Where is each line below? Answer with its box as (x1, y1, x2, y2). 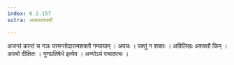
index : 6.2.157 (7, 10, 52, 17)
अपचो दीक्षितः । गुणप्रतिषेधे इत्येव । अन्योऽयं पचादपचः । (7, 49, 129, 57)
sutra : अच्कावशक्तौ (7, 17, 53, 24)
